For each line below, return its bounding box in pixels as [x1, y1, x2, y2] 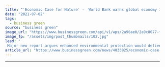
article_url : [5, 48, 32, 52]
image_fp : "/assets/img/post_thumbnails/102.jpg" [5, 34, 109, 39]
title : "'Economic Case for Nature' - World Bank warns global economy [5, 7, 157, 12]
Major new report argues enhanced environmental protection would [7, 43, 146, 48]
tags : [5, 16, 16, 21]
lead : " [5, 39, 21, 44]
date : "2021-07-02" [5, 12, 45, 17]
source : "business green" [5, 25, 58, 30]
